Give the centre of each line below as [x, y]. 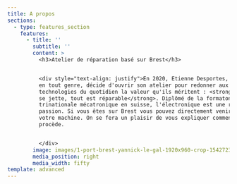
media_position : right [66, 157]
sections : [22, 20]
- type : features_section [52, 27]
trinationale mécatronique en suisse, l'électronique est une [132, 105]
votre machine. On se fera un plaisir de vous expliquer [124, 118]
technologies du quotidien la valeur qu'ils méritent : [122, 92]
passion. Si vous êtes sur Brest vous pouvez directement [126, 111]
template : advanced [36, 170]
